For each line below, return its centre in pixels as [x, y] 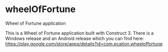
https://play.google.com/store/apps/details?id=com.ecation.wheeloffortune [84, 43]
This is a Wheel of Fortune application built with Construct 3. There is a [79, 33]
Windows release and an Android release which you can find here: [75, 38]
